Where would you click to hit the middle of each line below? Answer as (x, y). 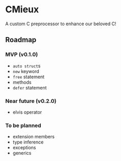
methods (22, 82)
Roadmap (21, 40)
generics (22, 153)
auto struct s (27, 66)
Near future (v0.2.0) (31, 101)
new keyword (26, 71)
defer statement (30, 87)
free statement (29, 77)
